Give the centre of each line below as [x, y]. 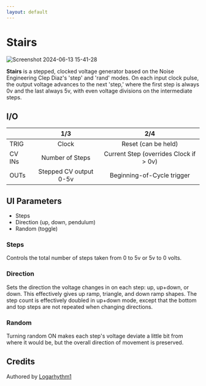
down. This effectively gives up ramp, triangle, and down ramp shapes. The [102, 293]
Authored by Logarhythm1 [39, 376]
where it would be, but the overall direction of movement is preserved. [95, 342]
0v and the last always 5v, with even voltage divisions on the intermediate [99, 91]
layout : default [27, 12]
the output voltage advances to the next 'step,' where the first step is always [103, 84]
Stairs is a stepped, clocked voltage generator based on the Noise [90, 71]
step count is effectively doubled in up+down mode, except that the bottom [102, 300]
